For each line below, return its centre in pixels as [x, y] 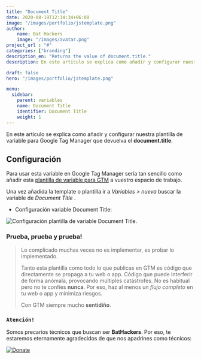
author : [16, 28]
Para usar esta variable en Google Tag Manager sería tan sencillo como [94, 174]
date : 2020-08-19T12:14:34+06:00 [48, 17]
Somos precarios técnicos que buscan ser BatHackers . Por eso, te [89, 332]
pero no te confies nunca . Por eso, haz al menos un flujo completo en [107, 287]
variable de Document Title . [41, 198]
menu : [13, 89]
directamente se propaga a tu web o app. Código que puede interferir [106, 274]
